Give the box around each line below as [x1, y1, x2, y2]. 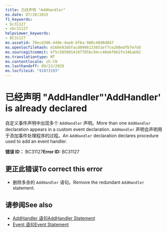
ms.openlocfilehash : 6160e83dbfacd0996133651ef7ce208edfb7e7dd [5, 45, 141, 50]
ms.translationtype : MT [5, 54, 55, 60]
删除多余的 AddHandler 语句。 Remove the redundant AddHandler [12, 179, 145, 185]
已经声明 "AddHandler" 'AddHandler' [5, 92, 161, 103]
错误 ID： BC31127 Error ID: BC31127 [5, 148, 80, 154]
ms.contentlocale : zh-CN [5, 59, 58, 64]
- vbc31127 [5, 26, 28, 31]
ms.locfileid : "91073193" [5, 69, 60, 74]
